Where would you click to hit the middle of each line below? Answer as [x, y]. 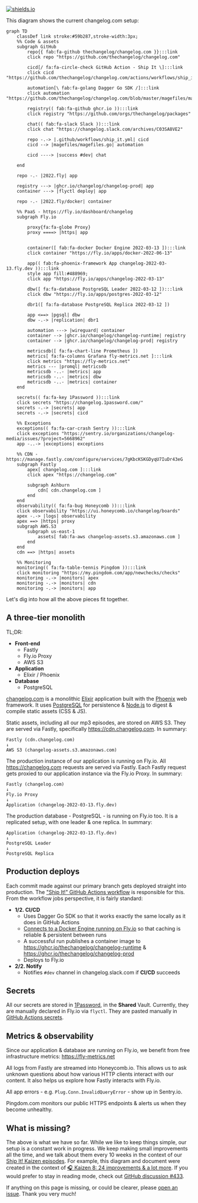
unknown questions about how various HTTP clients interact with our [90, 1074]
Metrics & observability [50, 1036]
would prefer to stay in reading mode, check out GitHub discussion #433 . [95, 1176]
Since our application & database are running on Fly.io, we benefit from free [98, 1050]
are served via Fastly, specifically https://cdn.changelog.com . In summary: [97, 729]
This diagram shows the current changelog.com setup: [73, 20]
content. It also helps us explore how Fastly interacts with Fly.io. [84, 1080]
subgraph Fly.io [37, 217]
